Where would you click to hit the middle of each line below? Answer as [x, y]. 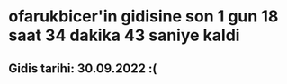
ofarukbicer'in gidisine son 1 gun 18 [143, 17]
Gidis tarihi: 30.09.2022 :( [83, 68]
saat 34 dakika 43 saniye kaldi [124, 35]
